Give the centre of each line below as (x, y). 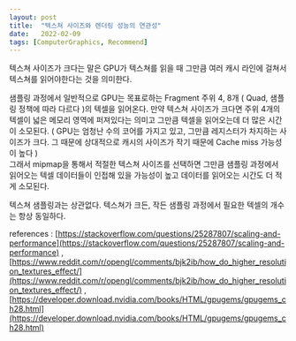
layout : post (33, 17)
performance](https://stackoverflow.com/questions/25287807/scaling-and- (147, 243)
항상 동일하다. (42, 216)
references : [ (34, 234)
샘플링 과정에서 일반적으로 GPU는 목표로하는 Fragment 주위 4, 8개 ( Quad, (139, 98)
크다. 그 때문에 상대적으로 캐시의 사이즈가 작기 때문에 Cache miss (145, 142)
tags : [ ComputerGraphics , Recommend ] (79, 42)
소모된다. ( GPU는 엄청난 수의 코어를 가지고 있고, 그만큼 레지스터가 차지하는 (148, 131)
